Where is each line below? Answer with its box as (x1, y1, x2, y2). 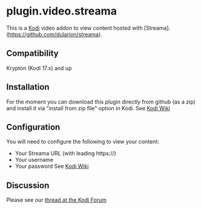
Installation (6, 82, 50, 92)
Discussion (6, 180, 50, 190)
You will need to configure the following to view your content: (6, 138, 159, 145)
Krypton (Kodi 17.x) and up (6, 64, 72, 71)
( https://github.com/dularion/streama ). (6, 30, 103, 38)
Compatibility (6, 48, 59, 59)
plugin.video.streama (6, 4, 117, 18)
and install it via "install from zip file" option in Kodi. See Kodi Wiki (6, 104, 171, 111)
